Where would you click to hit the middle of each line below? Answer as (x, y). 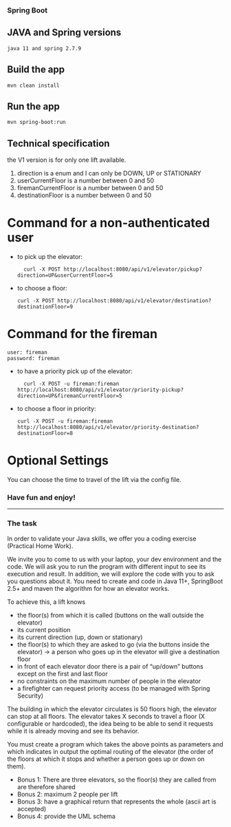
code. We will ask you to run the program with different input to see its (107, 566)
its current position (44, 629)
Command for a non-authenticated (109, 223)
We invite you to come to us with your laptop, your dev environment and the (114, 559)
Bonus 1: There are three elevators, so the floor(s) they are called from (117, 779)
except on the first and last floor (62, 673)
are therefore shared (46, 786)
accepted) (32, 808)
